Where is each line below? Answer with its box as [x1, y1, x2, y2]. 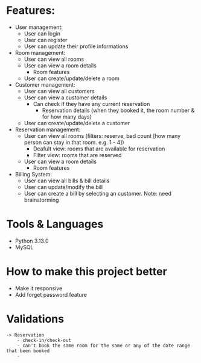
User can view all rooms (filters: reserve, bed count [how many [24, 132, 181, 139]
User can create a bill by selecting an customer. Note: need [24, 190, 172, 197]
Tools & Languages [6, 217, 104, 231]
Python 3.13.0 [14, 237, 49, 244]
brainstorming [24, 196, 59, 203]
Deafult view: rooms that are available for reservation [33, 145, 165, 152]
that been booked [6, 347, 50, 354]
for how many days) [42, 113, 92, 120]
